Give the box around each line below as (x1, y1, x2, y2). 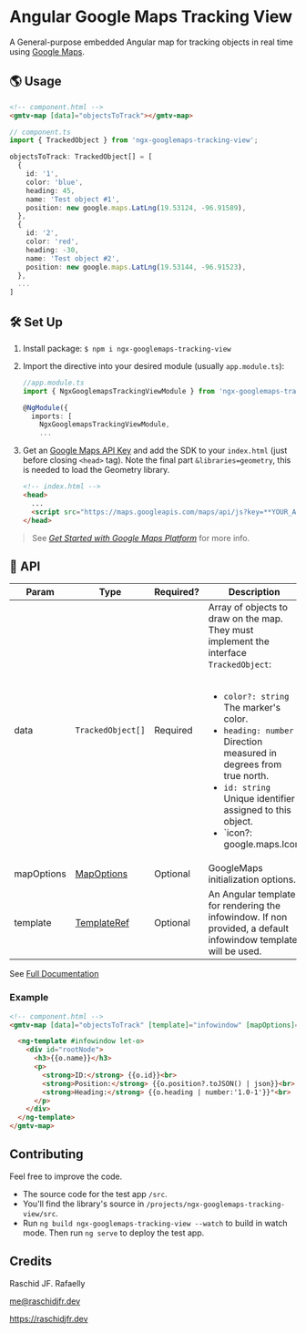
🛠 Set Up (9, 314, 64, 330)
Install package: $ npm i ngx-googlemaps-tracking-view (22, 343, 231, 354)
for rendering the (208, 899, 280, 912)
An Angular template (208, 888, 296, 901)
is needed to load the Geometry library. (22, 465, 170, 476)
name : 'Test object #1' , (25, 194, 120, 204)
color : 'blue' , (25, 178, 84, 187)
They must (208, 624, 254, 637)
